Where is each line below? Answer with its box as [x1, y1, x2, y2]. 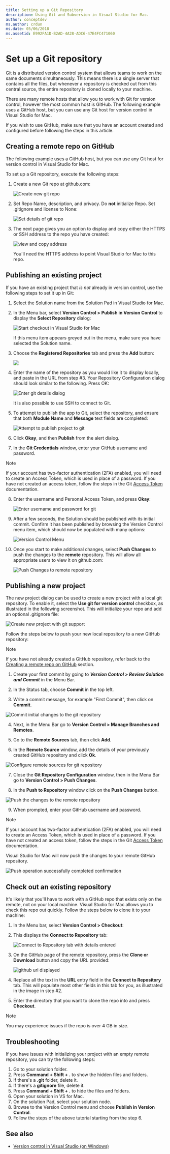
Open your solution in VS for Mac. [13, 1093, 84, 1099]
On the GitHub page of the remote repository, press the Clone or [13, 952, 149, 958]
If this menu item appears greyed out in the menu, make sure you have [13, 334, 161, 341]
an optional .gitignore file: [6, 611, 59, 617]
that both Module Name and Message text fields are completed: [13, 415, 149, 421]
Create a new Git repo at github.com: [13, 181, 91, 187]
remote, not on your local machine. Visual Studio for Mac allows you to [6, 902, 154, 908]
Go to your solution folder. [13, 1066, 68, 1072]
